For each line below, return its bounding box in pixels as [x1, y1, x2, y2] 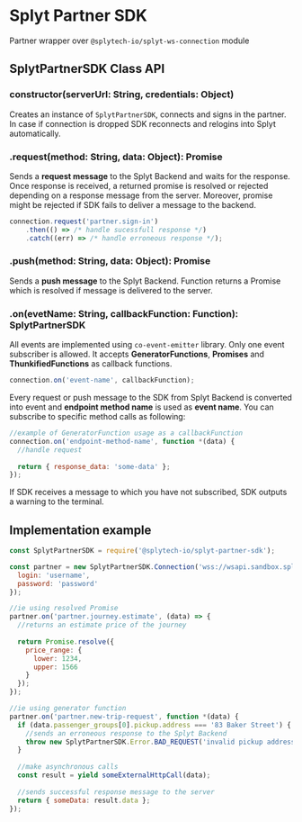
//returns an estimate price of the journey [17, 620, 187, 630]
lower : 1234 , [32, 654, 83, 663]
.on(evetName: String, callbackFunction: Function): [9, 307, 239, 320]
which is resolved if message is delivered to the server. [9, 285, 213, 295]
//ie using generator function [9, 704, 127, 713]
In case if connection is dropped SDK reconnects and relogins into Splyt [9, 118, 276, 129]
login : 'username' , [17, 571, 91, 580]
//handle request [17, 445, 83, 455]
